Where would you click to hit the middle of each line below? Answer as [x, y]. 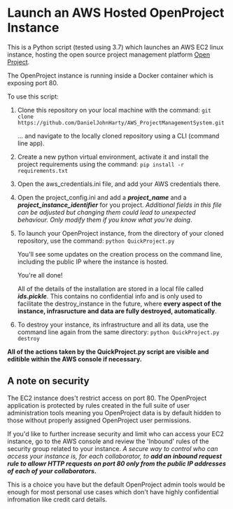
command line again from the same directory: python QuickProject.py [118, 332]
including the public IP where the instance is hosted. [93, 261]
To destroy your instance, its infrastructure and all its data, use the [113, 324]
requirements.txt [43, 171]
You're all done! [40, 275]
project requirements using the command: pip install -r [100, 164]
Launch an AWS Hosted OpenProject [116, 13]
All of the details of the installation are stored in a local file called [111, 289]
